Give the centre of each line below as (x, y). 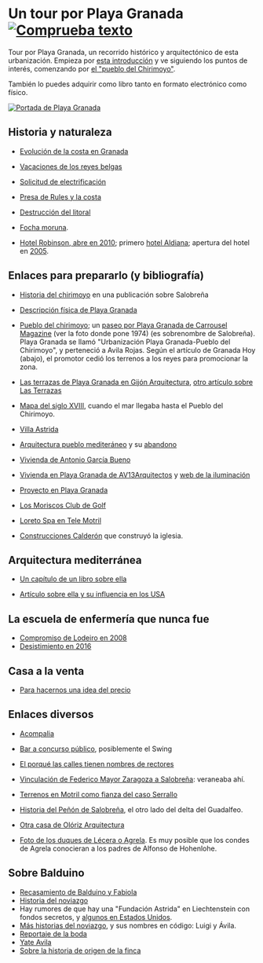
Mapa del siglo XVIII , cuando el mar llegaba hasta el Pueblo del (121, 405)
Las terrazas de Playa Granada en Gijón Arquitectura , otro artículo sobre (136, 382)
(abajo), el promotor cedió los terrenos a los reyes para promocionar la (134, 358)
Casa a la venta (46, 671)
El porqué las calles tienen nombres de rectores (97, 763)
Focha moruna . (44, 227)
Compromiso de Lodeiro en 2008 (73, 638)
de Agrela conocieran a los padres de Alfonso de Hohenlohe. (118, 848)
